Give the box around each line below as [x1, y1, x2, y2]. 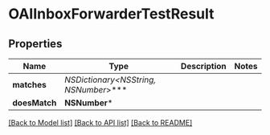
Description [180, 61, 227, 72]
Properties [8, 37, 63, 51]
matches [12, 80, 47, 90]
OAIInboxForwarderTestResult [8, 5, 215, 23]
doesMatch [12, 97, 57, 108]
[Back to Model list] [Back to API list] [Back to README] [8, 118, 193, 127]
